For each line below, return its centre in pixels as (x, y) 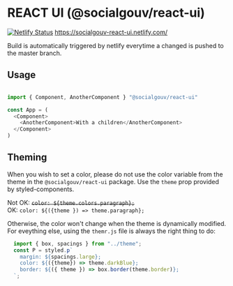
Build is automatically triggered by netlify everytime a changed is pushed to (116, 45)
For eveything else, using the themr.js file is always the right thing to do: (112, 231)
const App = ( (28, 110)
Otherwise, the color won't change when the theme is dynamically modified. (117, 223)
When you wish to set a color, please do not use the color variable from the (115, 174)
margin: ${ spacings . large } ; (60, 257)
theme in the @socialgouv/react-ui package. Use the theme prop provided (113, 181)
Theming (27, 157)
